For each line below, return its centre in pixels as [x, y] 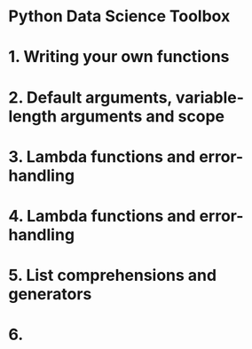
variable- [210, 97]
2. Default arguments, [90, 97]
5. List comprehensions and [113, 275]
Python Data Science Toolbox [119, 16]
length [33, 116]
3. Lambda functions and [102, 156]
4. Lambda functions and [102, 216]
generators [50, 295]
